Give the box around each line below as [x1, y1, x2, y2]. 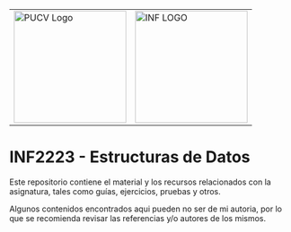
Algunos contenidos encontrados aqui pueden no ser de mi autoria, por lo [9, 203, 283, 214]
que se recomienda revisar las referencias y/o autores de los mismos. [9, 212, 267, 223]
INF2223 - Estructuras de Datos [9, 147, 251, 168]
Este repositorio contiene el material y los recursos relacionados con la [9, 176, 271, 187]
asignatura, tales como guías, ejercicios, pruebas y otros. [9, 185, 222, 196]
